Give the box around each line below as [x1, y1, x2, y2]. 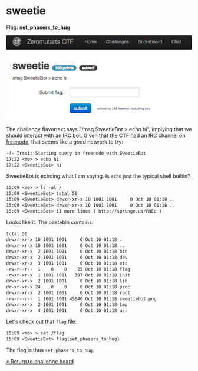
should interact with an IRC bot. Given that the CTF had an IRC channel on [6, 132, 186, 139]
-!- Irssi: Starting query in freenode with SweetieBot [6, 151, 146, 157]
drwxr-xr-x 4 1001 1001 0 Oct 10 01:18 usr [6, 308, 128, 314]
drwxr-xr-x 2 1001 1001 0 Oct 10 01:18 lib [6, 278, 128, 284]
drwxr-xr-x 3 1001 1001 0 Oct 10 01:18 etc [6, 261, 128, 266]
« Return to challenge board [6, 358, 74, 365]
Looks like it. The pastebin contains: [6, 219, 94, 226]
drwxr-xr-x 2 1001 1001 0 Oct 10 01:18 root [6, 290, 131, 296]
